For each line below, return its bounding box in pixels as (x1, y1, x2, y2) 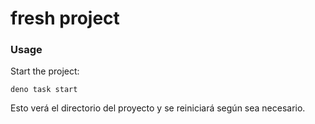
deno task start (10, 85, 78, 95)
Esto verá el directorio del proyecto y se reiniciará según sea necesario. (10, 102, 306, 114)
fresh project (10, 7, 120, 30)
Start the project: (10, 65, 80, 77)
